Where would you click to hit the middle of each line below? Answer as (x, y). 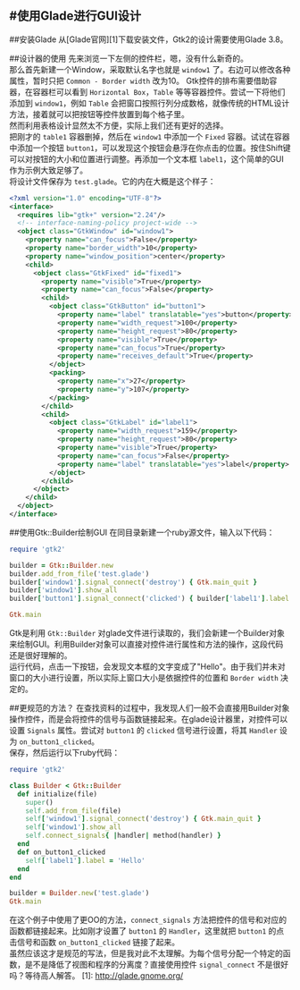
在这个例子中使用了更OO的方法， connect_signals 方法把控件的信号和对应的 (148, 920)
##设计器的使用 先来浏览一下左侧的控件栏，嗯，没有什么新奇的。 (129, 58)
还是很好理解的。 (41, 656)
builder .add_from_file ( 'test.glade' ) (79, 574)
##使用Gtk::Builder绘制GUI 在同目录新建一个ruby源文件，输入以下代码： (142, 532)
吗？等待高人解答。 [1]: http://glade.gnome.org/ (96, 976)
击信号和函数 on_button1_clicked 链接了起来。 (95, 943)
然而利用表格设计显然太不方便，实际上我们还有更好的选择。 (119, 125)
